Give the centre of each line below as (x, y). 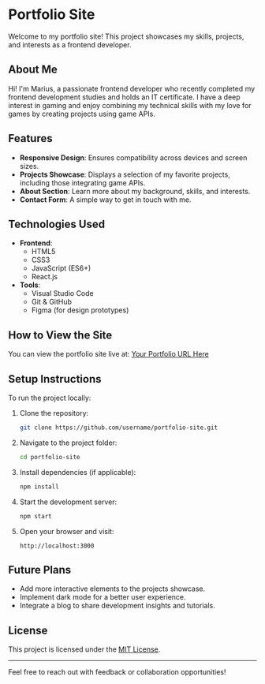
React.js (44, 277)
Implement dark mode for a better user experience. (103, 597)
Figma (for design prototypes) (80, 310)
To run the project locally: (50, 398)
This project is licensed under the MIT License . (84, 649)
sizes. (29, 166)
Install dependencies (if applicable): (78, 472)
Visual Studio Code (62, 293)
